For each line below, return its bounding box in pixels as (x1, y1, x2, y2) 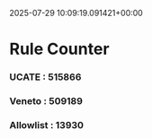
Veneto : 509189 (9, 95, 84, 108)
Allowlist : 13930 (9, 118, 84, 131)
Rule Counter (9, 39, 110, 59)
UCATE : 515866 (9, 71, 82, 83)
